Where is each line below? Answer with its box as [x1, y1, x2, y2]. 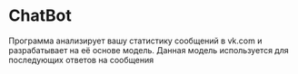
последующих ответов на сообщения [8, 54, 154, 65]
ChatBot [8, 5, 72, 26]
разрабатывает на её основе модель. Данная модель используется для [8, 44, 290, 55]
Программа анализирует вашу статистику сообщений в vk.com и [8, 35, 263, 46]
